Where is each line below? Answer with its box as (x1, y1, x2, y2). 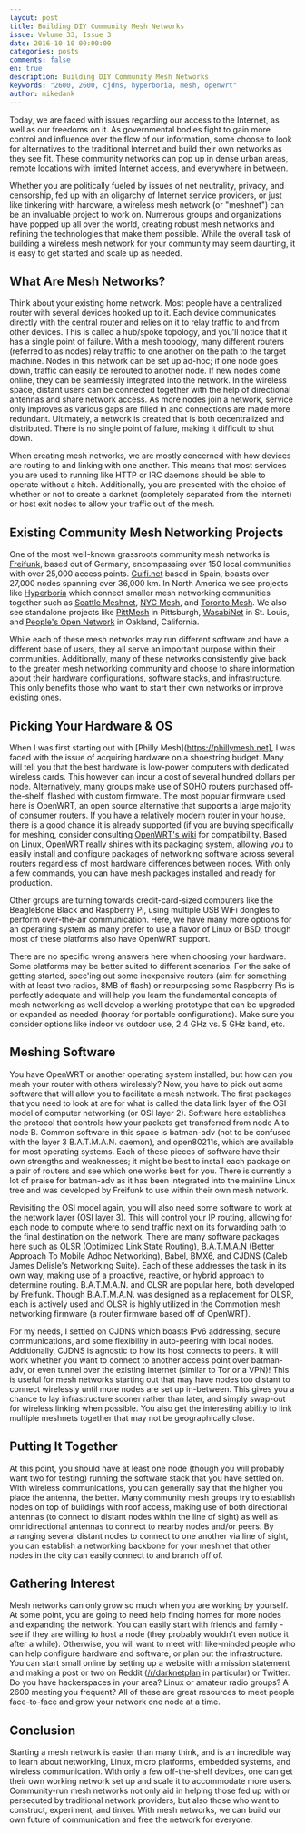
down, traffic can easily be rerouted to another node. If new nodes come (9, 365, 281, 377)
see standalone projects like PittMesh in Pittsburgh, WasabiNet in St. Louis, (9, 607, 290, 618)
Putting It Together (9, 1439, 118, 1455)
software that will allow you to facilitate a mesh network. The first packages (9, 1088, 292, 1099)
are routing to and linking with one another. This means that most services (9, 460, 287, 471)
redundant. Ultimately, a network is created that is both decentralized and (9, 414, 285, 425)
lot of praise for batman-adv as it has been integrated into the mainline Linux (9, 1174, 296, 1185)
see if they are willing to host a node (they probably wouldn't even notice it (9, 1629, 289, 1640)
